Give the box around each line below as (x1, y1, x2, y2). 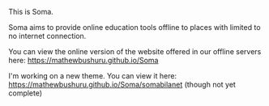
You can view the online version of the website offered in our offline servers (8, 47, 262, 56)
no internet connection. (8, 32, 87, 40)
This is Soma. (8, 7, 54, 16)
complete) (8, 88, 43, 98)
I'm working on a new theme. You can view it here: (8, 71, 177, 80)
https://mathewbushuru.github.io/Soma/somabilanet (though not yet (8, 80, 237, 89)
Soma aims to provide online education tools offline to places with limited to (8, 23, 261, 32)
